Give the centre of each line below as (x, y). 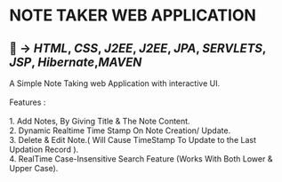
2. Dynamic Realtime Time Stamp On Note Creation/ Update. (120, 131)
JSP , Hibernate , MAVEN (76, 62)
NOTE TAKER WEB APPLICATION (133, 16)
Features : (28, 102)
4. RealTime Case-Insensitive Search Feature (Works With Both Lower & (141, 159)
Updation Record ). (44, 149)
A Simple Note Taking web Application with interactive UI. (115, 83)
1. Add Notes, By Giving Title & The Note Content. (100, 121)
